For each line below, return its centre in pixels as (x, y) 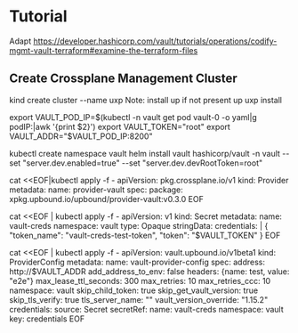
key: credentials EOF (47, 319)
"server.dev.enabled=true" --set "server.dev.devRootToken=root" (143, 163)
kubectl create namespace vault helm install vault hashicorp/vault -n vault (145, 153)
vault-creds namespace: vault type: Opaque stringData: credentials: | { (139, 225)
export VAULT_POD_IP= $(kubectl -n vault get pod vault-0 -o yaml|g (133, 117)
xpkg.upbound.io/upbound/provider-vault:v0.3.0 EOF (107, 199)
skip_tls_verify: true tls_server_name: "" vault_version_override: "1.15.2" (139, 299)
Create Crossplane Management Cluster (123, 79)
